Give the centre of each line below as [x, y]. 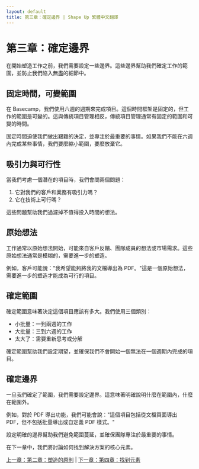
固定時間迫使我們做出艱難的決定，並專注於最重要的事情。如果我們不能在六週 [99, 136]
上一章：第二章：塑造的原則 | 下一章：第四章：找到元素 [73, 460]
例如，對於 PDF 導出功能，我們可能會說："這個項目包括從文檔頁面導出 [92, 415]
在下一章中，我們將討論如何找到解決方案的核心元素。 [71, 447]
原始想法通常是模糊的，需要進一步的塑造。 [58, 255]
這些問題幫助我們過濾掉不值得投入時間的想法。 [63, 212]
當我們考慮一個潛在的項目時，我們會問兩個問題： [66, 180]
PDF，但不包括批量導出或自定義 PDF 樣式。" [61, 422]
